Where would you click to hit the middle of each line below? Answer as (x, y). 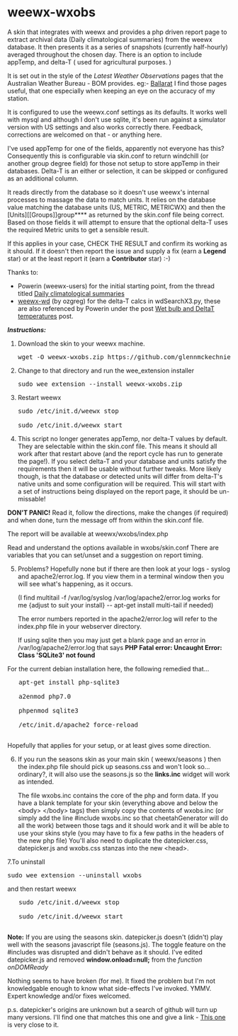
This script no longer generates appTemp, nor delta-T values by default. (123, 438)
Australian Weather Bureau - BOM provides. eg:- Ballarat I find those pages (117, 83)
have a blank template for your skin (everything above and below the (118, 803)
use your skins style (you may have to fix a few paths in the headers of (121, 833)
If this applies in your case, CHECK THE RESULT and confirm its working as (118, 243)
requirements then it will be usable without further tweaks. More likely (119, 469)
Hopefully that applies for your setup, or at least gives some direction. (109, 745)
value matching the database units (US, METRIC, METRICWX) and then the (117, 207)
